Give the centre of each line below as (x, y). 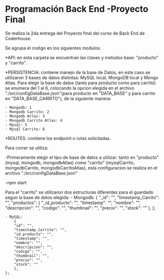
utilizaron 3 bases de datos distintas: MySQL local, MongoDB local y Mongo (82, 77)
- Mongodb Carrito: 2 (27, 112)
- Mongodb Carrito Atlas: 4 (34, 120)
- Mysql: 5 (16, 125)
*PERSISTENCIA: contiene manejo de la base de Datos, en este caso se (78, 72)
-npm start (16, 182)
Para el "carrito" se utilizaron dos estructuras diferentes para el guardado (79, 192)
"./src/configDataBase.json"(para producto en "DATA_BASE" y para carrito (80, 93)
